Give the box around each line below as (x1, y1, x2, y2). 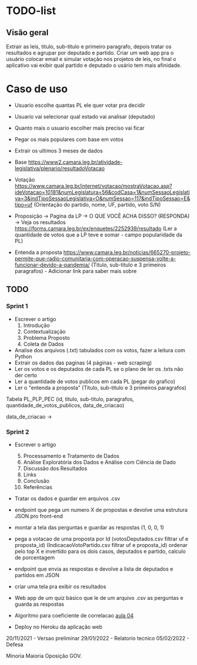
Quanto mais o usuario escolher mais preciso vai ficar (14, 124, 145, 131)
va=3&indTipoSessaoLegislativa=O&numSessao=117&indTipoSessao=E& (14, 195, 191, 202)
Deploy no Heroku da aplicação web (14, 623, 103, 630)
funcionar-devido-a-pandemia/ (14, 261, 90, 268)
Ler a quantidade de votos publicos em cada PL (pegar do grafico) (14, 377, 176, 385)
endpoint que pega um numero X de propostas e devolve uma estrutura (14, 506, 188, 513)
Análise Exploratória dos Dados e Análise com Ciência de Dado (23, 458, 176, 465)
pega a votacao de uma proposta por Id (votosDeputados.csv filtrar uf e (14, 535, 189, 542)
